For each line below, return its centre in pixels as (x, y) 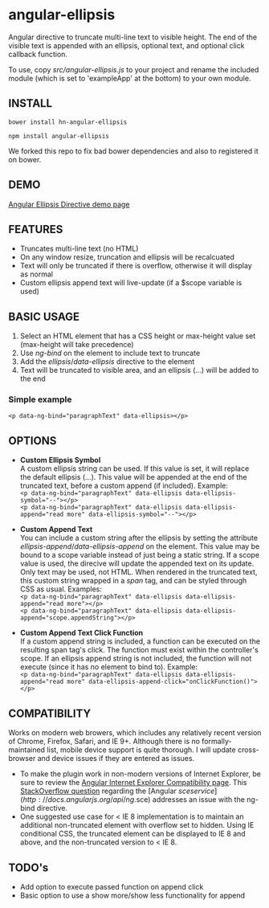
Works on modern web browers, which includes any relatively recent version (135, 733)
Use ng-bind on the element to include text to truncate (110, 353)
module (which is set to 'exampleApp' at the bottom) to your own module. (130, 78)
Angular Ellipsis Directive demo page (69, 204)
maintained (27, 750)
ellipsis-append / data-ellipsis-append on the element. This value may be (140, 546)
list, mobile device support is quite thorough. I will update (141, 750)
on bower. (25, 159)
